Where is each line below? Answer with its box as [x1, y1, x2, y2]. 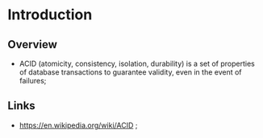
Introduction [7, 6, 93, 24]
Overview [7, 38, 58, 51]
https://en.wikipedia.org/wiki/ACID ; [19, 120, 138, 130]
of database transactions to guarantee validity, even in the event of [19, 67, 243, 77]
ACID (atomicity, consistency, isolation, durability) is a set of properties [19, 59, 255, 68]
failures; [19, 76, 47, 85]
